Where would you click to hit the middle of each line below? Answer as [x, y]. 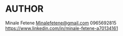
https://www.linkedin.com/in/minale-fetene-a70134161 [61, 28]
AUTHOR [25, 9]
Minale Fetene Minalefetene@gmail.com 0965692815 [61, 23]
